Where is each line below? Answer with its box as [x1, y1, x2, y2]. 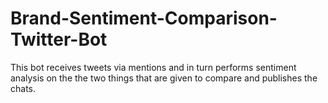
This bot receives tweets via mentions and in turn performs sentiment [10, 61, 297, 73]
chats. [10, 82, 37, 94]
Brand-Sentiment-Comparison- [10, 7, 278, 30]
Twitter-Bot [10, 28, 108, 51]
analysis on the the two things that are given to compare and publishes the [10, 72, 318, 84]
